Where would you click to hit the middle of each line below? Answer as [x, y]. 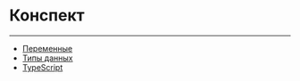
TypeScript [42, 67]
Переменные [47, 48]
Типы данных [47, 58]
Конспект [47, 16]
